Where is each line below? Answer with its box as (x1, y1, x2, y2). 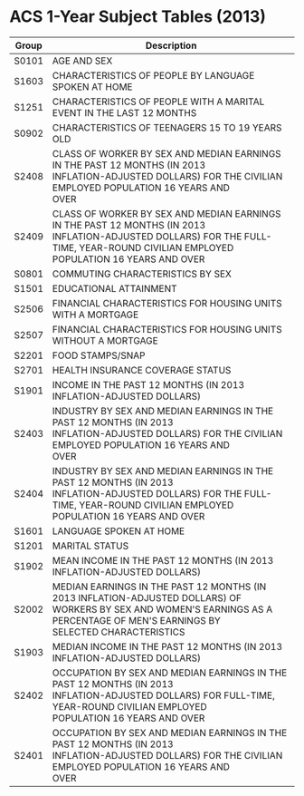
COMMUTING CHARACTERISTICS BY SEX (52, 267, 233, 280)
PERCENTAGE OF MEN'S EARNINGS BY (52, 614, 222, 626)
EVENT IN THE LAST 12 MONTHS (52, 106, 197, 119)
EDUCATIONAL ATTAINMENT (52, 282, 178, 295)
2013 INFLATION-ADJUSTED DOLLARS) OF (52, 591, 242, 604)
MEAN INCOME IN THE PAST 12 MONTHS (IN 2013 (52, 554, 274, 567)
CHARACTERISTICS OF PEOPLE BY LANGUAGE (52, 69, 255, 82)
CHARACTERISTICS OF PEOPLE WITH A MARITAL (52, 95, 265, 108)
